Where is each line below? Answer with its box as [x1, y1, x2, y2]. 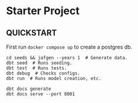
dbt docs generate [6, 86, 51, 92]
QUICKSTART [6, 28, 57, 38]
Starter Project [6, 4, 80, 18]
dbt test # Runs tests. [6, 65, 67, 71]
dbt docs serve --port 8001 [6, 91, 75, 97]
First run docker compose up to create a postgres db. [6, 43, 133, 50]
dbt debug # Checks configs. [6, 70, 81, 76]
